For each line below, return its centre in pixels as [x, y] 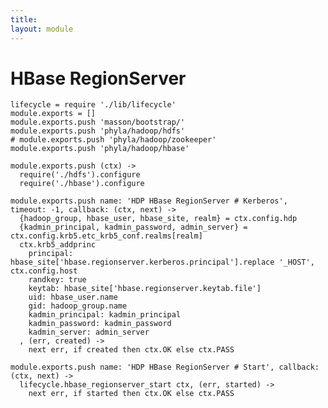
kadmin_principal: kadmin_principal [105, 315]
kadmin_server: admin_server [89, 332]
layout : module [42, 29]
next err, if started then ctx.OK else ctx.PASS [131, 394]
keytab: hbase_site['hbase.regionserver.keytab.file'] [145, 289]
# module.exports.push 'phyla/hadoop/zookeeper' [113, 140]
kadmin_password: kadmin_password [100, 324]
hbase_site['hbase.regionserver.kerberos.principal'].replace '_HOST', [162, 262]
